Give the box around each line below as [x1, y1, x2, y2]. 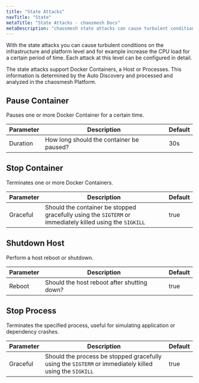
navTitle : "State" [6, 14, 52, 20]
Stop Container [6, 163, 63, 173]
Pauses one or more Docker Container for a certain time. [6, 111, 145, 119]
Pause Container [6, 96, 69, 106]
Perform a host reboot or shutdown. [6, 254, 94, 261]
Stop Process [6, 306, 57, 316]
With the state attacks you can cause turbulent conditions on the [6, 42, 164, 49]
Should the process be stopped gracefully [44, 352, 162, 360]
